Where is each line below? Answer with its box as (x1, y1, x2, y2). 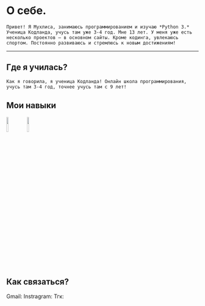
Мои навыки (6, 100, 57, 111)
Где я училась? (6, 62, 68, 73)
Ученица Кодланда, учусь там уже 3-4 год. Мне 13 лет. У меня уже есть (6, 29, 192, 35)
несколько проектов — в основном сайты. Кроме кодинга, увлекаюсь (6, 34, 179, 40)
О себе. (6, 4, 47, 18)
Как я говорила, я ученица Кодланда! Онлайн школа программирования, (6, 78, 187, 84)
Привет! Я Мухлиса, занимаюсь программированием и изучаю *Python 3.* (6, 24, 190, 30)
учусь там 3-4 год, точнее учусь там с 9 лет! (6, 84, 127, 90)
